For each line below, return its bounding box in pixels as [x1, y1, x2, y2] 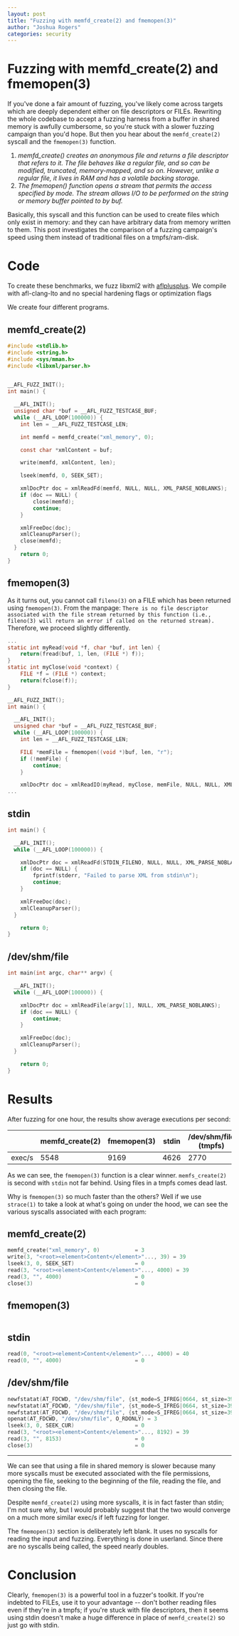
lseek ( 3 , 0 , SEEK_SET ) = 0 [7, 1260, 144, 1267]
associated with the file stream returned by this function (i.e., [7, 611, 212, 618]
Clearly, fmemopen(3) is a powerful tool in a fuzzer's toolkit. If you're [7, 1590, 204, 1599]
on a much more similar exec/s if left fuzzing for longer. [7, 1513, 169, 1521]
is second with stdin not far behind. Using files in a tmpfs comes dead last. [7, 1178, 228, 1187]
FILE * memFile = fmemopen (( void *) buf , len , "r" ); [20, 748, 174, 755]
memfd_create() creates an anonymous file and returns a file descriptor [17, 151, 229, 160]
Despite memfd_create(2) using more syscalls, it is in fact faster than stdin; [7, 1498, 224, 1506]
